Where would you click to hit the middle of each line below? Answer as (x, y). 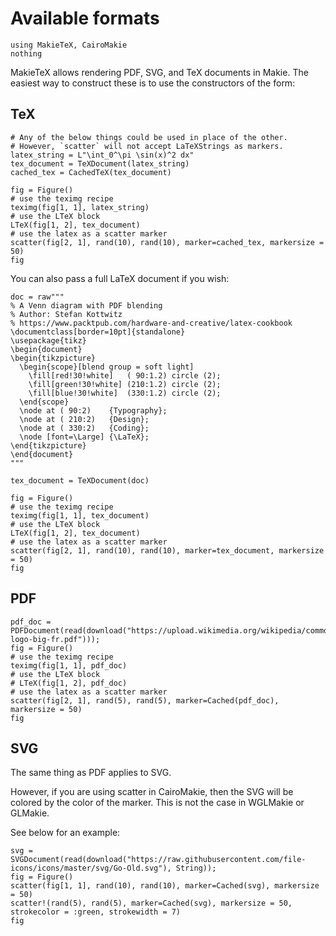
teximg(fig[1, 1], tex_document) (80, 515)
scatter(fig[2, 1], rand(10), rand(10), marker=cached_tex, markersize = (167, 242)
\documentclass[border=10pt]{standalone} (98, 332)
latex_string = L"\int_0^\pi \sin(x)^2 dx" (102, 155)
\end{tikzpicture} (48, 445)
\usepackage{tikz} (48, 340)
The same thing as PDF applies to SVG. (91, 773)
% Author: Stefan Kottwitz (66, 314)
